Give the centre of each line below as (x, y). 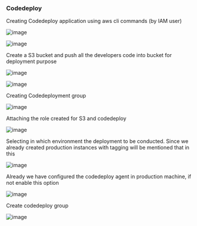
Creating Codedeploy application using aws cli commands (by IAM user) (94, 21)
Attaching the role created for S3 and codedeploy (66, 118)
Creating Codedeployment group (46, 96)
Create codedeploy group (37, 206)
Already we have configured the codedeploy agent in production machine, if (99, 177)
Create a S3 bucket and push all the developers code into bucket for (89, 55)
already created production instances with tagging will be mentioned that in (98, 148)
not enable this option (32, 183)
